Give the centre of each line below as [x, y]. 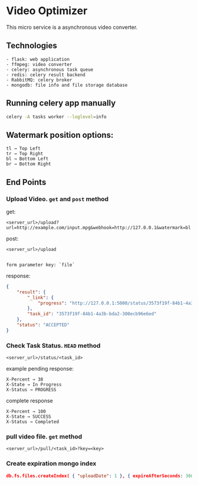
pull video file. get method [44, 437]
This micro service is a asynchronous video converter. [72, 27]
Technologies [32, 46]
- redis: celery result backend [46, 75]
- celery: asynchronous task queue [50, 70]
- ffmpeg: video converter [39, 64]
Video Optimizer [47, 11]
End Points [26, 182]
